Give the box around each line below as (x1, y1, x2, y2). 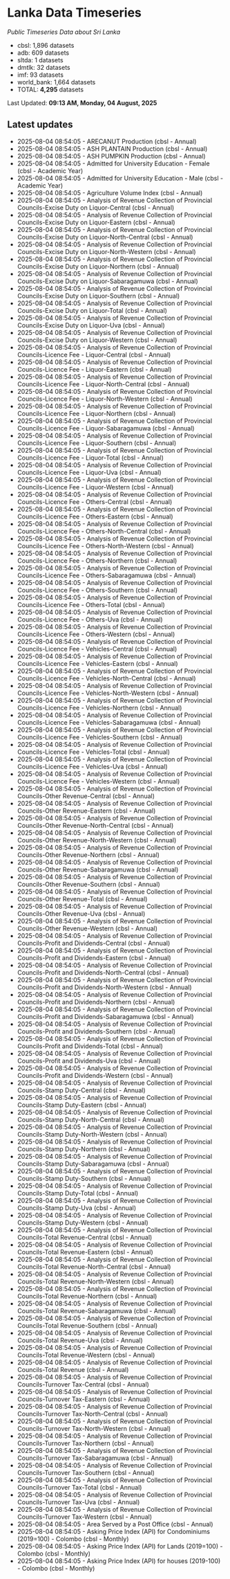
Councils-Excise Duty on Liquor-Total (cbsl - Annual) (17, 306, 168, 314)
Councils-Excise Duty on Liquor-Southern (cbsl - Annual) (17, 291, 180, 300)
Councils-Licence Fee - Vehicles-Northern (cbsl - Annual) (17, 703, 182, 712)
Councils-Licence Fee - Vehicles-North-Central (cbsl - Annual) (17, 674, 196, 683)
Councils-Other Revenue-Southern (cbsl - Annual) (17, 880, 160, 888)
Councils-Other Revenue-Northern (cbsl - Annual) (17, 850, 160, 859)
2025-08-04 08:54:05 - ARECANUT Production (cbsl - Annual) (17, 137, 197, 145)
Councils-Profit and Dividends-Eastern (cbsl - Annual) (17, 953, 171, 962)
